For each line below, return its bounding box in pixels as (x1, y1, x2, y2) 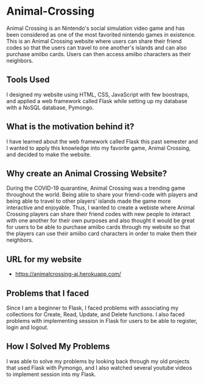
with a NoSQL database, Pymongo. (6, 104, 94, 111)
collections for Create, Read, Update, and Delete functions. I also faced (6, 311, 185, 318)
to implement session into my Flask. (6, 371, 96, 378)
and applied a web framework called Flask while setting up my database (6, 97, 188, 104)
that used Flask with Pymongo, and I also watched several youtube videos (6, 364, 192, 371)
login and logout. (6, 324, 49, 331)
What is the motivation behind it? (6, 121, 135, 132)
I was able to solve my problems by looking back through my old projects (6, 357, 190, 364)
